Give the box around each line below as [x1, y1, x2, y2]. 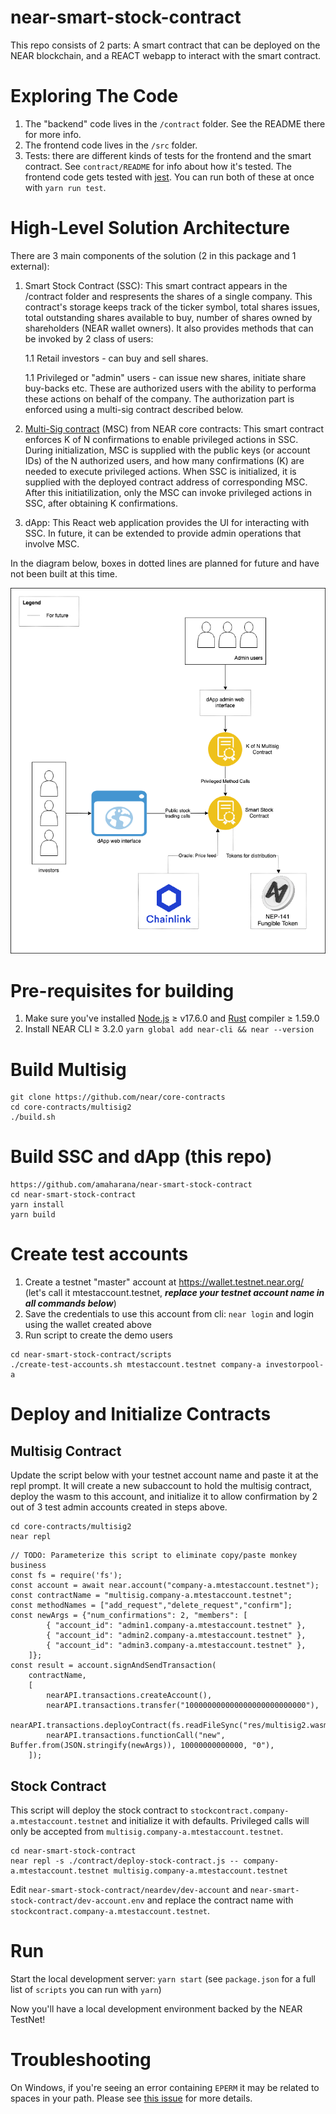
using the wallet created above [24, 1319, 153, 1331]
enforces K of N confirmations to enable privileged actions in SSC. [24, 433, 299, 445]
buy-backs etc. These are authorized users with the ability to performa [24, 382, 317, 394]
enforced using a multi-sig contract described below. [24, 403, 244, 415]
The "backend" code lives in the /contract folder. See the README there [24, 117, 326, 130]
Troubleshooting [10, 2049, 152, 2071]
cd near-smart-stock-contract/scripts [10, 1350, 172, 1360]
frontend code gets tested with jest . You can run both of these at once [24, 171, 315, 183]
